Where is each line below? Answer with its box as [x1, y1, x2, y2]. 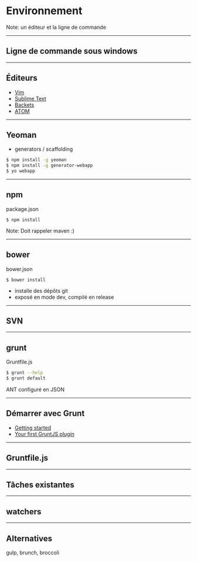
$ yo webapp [6, 168, 35, 174]
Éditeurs [6, 73, 38, 83]
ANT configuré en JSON [6, 386, 65, 393]
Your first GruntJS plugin [14, 430, 75, 437]
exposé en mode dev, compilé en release [14, 293, 114, 300]
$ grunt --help [6, 370, 43, 376]
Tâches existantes [6, 480, 74, 490]
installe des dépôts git [14, 287, 69, 294]
